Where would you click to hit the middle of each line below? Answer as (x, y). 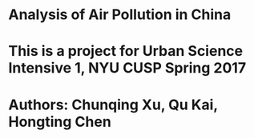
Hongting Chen (60, 122)
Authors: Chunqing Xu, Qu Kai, (113, 104)
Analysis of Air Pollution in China (120, 15)
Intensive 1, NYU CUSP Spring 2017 (127, 68)
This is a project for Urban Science (125, 51)
